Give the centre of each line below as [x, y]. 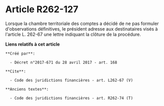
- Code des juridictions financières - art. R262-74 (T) [72, 98]
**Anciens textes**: [27, 89]
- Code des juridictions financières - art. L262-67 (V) [72, 80]
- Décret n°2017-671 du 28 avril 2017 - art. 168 [63, 62]
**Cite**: [16, 71]
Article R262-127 [42, 9]
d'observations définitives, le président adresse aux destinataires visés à [81, 29]
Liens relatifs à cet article [33, 44]
